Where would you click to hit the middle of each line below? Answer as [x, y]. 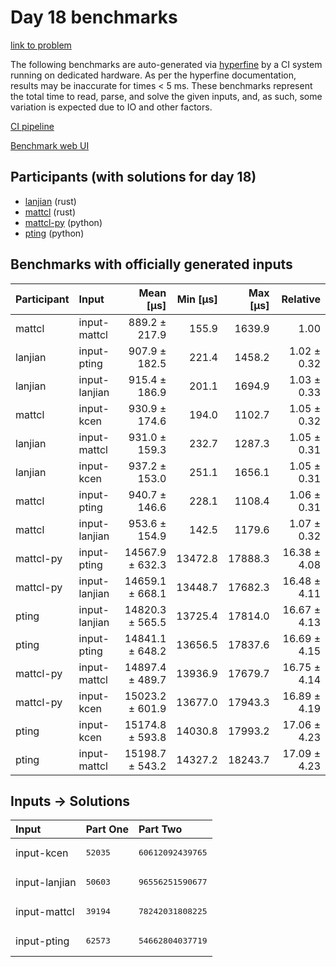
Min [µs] [197, 299]
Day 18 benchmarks [94, 17]
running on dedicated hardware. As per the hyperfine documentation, [153, 75]
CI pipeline [32, 126]
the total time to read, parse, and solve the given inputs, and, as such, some [166, 96]
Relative [301, 299]
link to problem [41, 45]
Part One [107, 829]
